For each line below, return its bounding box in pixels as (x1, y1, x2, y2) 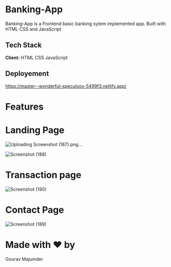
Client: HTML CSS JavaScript (5, 54, 68, 60)
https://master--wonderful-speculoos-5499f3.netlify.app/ (5, 83, 127, 89)
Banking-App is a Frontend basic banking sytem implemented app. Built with (5, 20, 166, 27)
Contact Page (5, 204, 64, 216)
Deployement (5, 69, 50, 78)
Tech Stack (5, 41, 42, 50)
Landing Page (5, 124, 65, 136)
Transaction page (5, 169, 82, 180)
